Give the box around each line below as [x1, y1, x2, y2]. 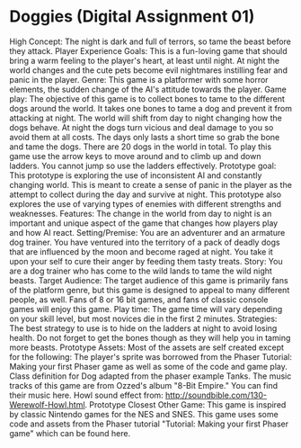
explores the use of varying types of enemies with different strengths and [9, 198, 281, 209]
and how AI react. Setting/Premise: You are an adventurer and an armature [9, 227, 286, 237]
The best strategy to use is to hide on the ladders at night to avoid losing [9, 322, 278, 334]
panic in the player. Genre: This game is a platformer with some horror [9, 74, 269, 85]
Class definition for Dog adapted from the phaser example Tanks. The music [9, 371, 292, 381]
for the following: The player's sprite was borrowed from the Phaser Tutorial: [9, 351, 292, 362]
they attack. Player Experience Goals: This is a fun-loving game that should [9, 45, 288, 56]
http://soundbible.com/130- [164, 390, 268, 400]
